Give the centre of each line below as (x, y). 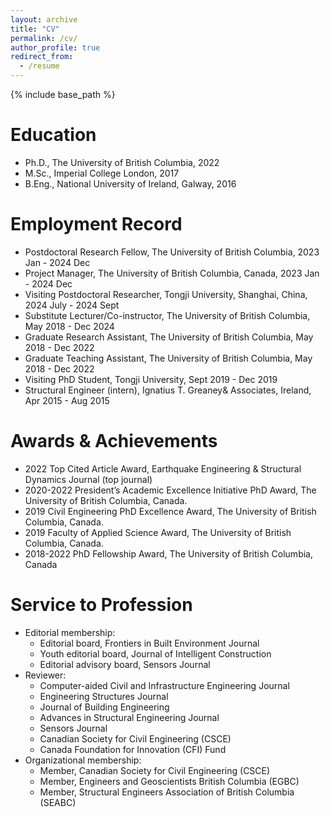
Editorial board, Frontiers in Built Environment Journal (149, 643)
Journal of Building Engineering (104, 707)
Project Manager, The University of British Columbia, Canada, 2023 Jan (172, 273)
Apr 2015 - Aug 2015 (67, 400)
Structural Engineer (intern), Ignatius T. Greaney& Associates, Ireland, (168, 390)
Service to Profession (101, 605)
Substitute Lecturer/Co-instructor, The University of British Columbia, (167, 315)
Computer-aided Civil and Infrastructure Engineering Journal (164, 685)
